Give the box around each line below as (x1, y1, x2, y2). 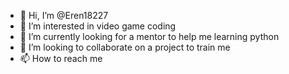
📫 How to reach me (19, 53, 103, 64)
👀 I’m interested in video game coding (19, 20, 177, 32)
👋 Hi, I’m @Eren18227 (19, 10, 109, 21)
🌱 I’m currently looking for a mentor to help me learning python (19, 31, 280, 42)
